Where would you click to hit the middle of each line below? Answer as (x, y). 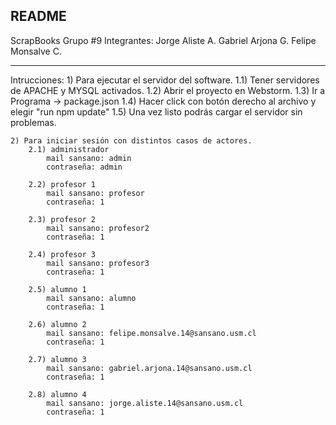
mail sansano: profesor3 (98, 263)
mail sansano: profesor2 (98, 228)
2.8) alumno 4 (57, 394)
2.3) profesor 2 (62, 219)
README (38, 16)
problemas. (33, 122)
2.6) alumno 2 (57, 324)
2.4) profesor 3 (62, 254)
